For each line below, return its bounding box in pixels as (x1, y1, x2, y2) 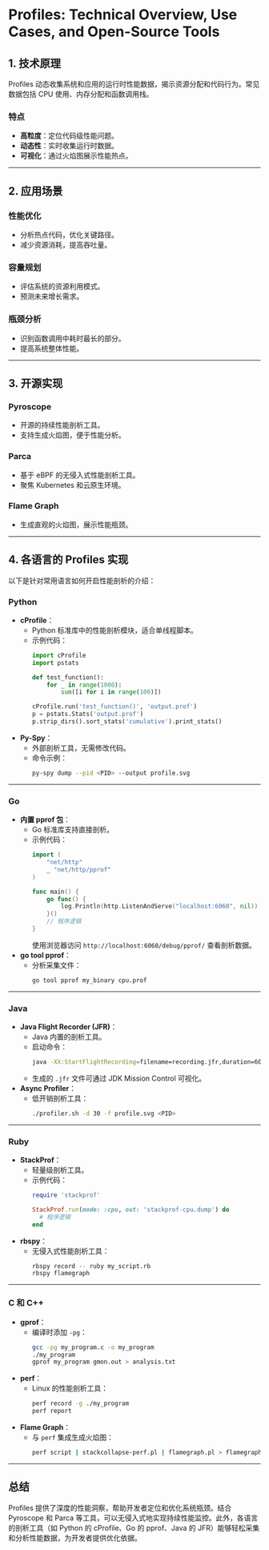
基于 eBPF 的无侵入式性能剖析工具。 (19, 470, 140, 480)
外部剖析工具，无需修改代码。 (31, 743, 130, 752)
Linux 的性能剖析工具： (31, 1383, 109, 1393)
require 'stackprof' (31, 1191, 101, 1199)
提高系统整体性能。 (19, 343, 84, 353)
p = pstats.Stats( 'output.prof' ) (31, 711, 144, 719)
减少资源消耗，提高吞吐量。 (19, 240, 112, 249)
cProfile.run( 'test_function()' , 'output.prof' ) (31, 703, 198, 711)
